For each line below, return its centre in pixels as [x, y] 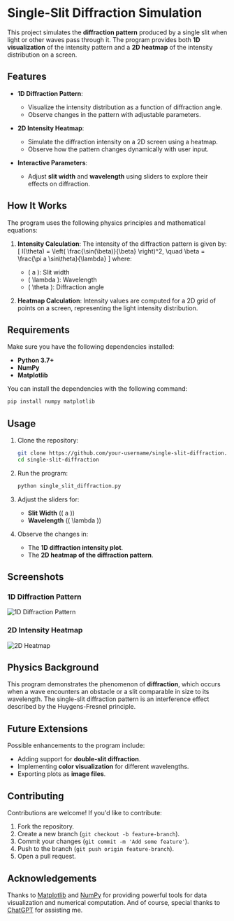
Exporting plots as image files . [61, 774]
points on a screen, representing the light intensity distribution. [108, 308]
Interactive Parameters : [52, 162]
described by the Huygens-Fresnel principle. [72, 707]
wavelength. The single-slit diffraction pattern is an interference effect [108, 699]
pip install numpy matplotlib [51, 402]
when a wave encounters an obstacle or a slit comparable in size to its [108, 692]
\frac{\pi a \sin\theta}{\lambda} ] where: [75, 258]
